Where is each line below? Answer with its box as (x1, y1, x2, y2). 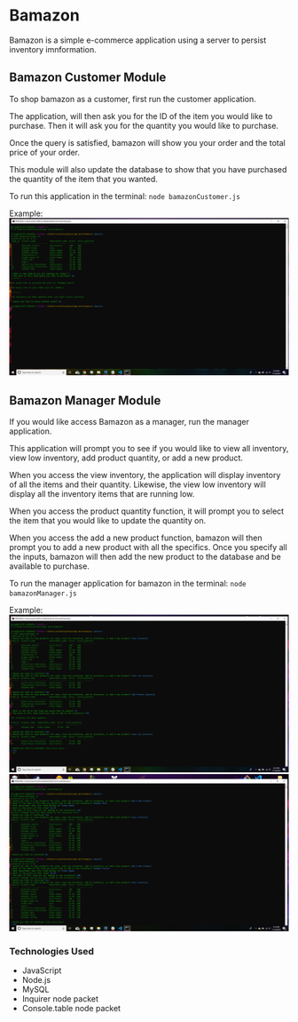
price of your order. (9, 147, 81, 157)
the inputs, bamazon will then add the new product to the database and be (9, 552, 281, 563)
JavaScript (21, 965, 62, 976)
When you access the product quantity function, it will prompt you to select (9, 506, 285, 516)
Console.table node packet (21, 1003, 122, 1014)
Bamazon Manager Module (9, 393, 161, 408)
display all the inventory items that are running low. (9, 489, 195, 499)
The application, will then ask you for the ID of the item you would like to (9, 110, 273, 121)
